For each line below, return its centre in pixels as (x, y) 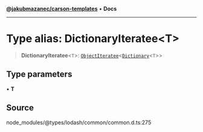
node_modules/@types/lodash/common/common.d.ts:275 (79, 122)
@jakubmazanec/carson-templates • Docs (62, 9)
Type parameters (39, 74)
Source (20, 108)
